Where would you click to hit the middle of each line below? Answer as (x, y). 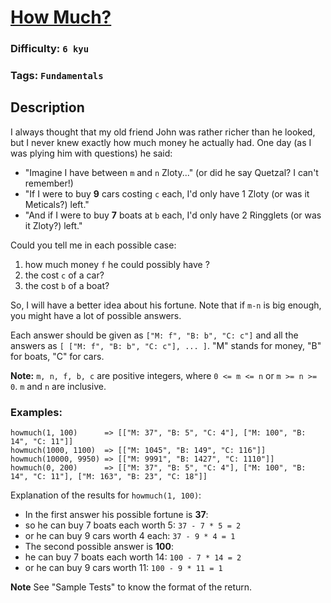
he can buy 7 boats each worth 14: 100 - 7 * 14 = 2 (133, 557)
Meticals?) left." (57, 204)
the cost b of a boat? (67, 285)
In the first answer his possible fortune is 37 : (116, 515)
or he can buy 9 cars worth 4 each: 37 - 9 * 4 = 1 (130, 536)
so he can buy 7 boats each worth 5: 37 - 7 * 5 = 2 (133, 525)
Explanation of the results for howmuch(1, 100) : (106, 495)
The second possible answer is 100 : (99, 547)
